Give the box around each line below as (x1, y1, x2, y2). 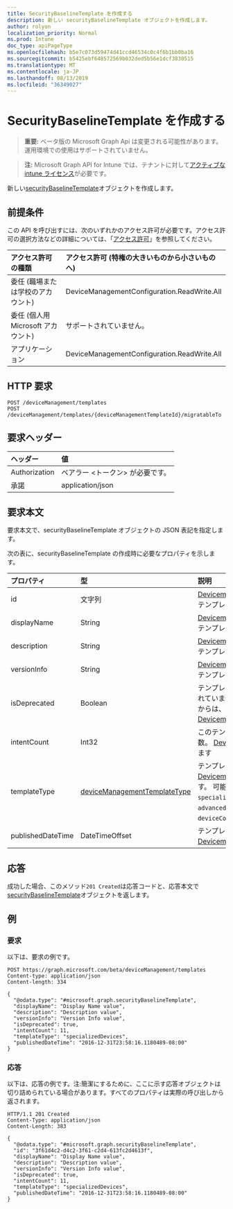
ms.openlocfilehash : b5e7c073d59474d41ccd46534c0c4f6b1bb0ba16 (7, 49, 194, 56)
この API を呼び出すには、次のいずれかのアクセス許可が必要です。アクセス (7, 226, 220, 234)
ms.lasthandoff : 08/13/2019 (7, 74, 89, 82)
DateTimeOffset (80, 831, 132, 841)
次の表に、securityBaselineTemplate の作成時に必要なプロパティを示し (7, 549, 209, 558)
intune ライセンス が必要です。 (24, 169, 111, 177)
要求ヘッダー (7, 432, 62, 444)
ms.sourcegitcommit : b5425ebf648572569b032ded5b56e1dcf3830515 (7, 55, 194, 62)
